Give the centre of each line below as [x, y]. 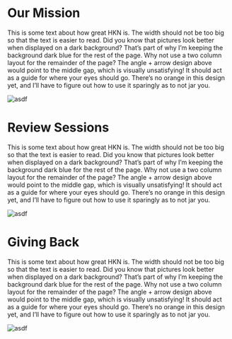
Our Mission [44, 13]
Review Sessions [58, 128]
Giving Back [43, 242]
